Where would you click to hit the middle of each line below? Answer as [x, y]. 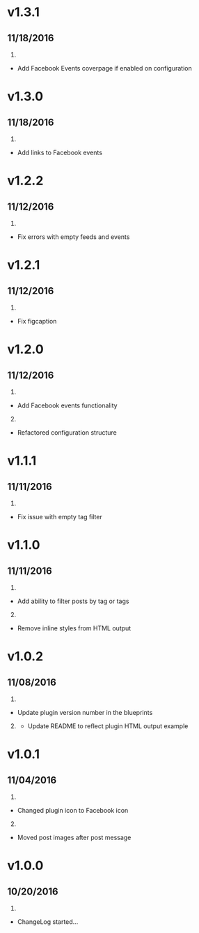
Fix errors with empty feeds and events [73, 237]
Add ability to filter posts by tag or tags [73, 601]
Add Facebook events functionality [67, 405]
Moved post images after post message [74, 837]
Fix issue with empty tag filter [59, 517]
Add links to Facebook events [60, 152]
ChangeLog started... [48, 922]
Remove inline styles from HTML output [74, 628]
